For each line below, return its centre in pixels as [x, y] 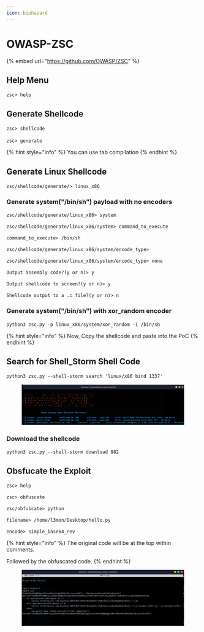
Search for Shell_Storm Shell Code [74, 361]
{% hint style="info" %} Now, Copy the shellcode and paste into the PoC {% [102, 336]
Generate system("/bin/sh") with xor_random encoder [89, 311]
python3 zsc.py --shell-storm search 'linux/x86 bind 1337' [85, 377]
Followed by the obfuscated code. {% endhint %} [69, 562]
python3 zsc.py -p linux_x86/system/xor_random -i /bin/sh [83, 325]
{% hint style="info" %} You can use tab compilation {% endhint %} [92, 152]
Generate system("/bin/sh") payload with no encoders [89, 201]
